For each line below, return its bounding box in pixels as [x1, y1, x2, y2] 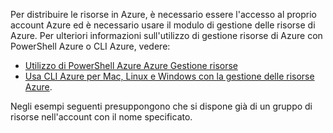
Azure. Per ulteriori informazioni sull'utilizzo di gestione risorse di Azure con [10, 30, 323, 41]
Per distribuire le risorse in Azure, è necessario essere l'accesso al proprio [10, 9, 317, 20]
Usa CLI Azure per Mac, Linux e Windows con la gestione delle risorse [24, 70, 315, 82]
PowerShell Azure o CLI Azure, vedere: [10, 40, 171, 52]
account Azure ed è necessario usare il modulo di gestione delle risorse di [10, 19, 316, 31]
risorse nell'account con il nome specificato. [10, 111, 193, 123]
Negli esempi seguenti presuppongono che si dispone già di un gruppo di [10, 100, 313, 112]
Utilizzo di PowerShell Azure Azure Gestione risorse [24, 60, 238, 71]
